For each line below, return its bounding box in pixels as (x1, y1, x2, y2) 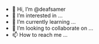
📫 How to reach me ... (11, 32, 68, 38)
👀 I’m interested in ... (11, 12, 63, 19)
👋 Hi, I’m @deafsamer (11, 6, 66, 12)
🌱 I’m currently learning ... (11, 18, 76, 25)
